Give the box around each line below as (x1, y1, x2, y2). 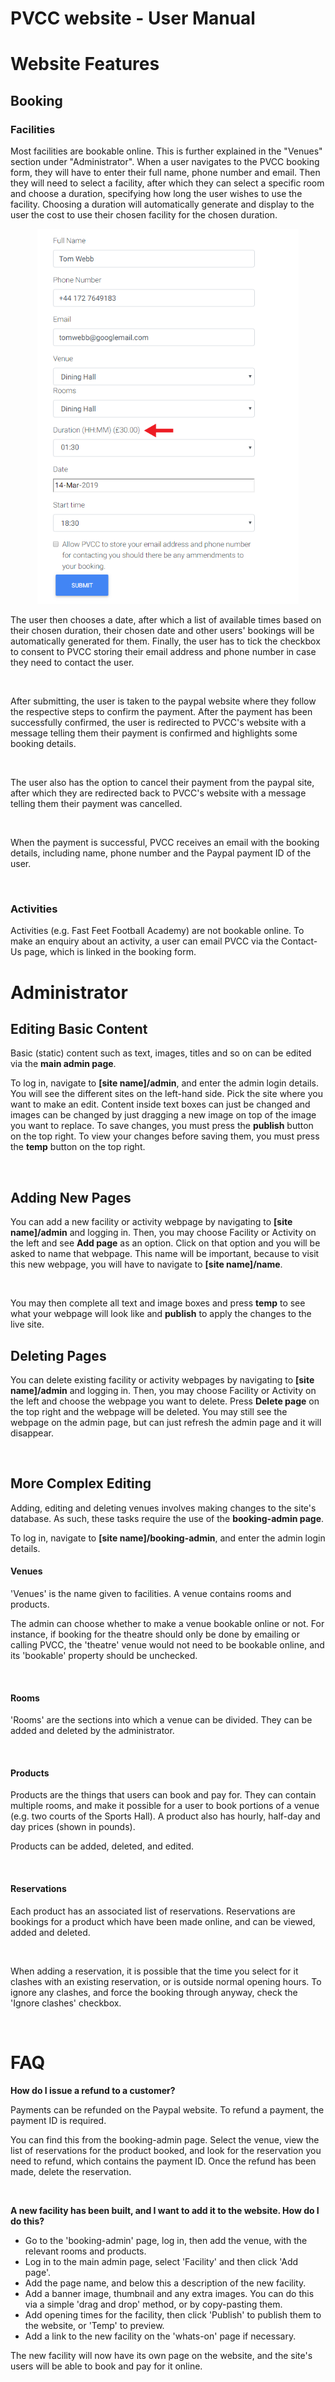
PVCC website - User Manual (10, 7, 256, 30)
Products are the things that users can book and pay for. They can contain (10, 1789, 317, 1801)
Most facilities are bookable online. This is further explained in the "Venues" (10, 145, 323, 157)
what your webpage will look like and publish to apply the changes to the (10, 1308, 312, 1320)
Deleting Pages (10, 1347, 107, 1364)
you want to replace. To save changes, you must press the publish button (10, 1120, 314, 1132)
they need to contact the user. (10, 657, 135, 669)
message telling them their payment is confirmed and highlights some (10, 727, 298, 739)
